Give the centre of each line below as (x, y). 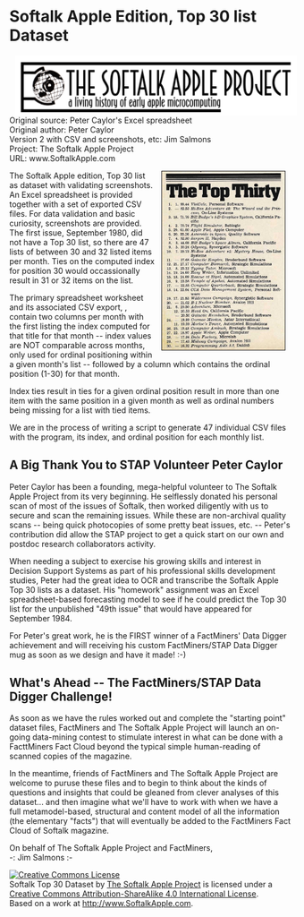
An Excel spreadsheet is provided (71, 194)
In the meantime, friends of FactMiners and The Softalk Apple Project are (144, 774)
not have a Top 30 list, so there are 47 (79, 242)
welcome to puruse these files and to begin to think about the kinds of (138, 783)
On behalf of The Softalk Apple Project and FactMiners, (111, 848)
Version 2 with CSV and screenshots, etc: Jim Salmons (110, 139)
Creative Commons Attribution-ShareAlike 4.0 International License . (134, 894)
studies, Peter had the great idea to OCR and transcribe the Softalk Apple (144, 580)
